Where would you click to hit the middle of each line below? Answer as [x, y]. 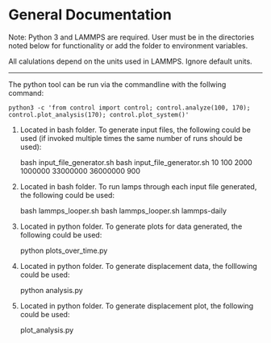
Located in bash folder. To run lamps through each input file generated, [138, 186]
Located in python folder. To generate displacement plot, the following [137, 306]
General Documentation [90, 15]
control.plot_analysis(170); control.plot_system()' [99, 114]
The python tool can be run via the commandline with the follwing [117, 84]
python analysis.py [51, 290]
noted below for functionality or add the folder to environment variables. [128, 45]
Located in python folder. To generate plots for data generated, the [131, 226]
